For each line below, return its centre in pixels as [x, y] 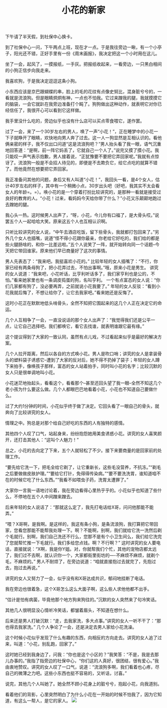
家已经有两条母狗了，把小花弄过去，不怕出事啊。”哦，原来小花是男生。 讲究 [82, 268]
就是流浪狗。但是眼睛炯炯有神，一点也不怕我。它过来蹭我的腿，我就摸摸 [83, 98]
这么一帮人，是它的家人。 [44, 701]
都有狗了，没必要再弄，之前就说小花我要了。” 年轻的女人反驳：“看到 [87, 286]
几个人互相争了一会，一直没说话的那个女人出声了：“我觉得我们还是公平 [78, 320]
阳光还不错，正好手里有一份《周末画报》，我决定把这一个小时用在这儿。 [87, 53]
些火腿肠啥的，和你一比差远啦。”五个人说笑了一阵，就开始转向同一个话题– [80, 245]
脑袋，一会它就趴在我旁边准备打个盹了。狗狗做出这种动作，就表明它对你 [83, 104]
